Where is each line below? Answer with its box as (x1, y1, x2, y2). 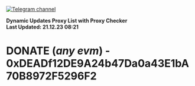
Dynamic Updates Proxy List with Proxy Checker (6, 17, 128, 24)
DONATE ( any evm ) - (6, 44, 110, 58)
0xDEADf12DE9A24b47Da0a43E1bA (6, 57, 189, 71)
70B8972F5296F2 (6, 69, 97, 83)
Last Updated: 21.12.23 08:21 (6, 24, 79, 30)
